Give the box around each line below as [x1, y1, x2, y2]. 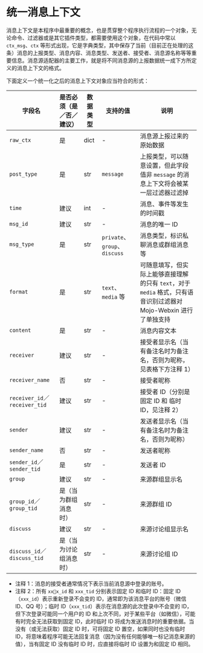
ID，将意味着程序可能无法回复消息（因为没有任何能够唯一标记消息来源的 [14, 632, 195, 640]
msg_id [9, 220, 28, 227]
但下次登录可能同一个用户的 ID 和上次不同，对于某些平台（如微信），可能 [14, 610, 196, 617]
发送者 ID [140, 460, 166, 469]
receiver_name [9, 377, 50, 383]
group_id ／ [9, 497, 40, 505]
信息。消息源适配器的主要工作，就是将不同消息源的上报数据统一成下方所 [11, 57, 192, 64]
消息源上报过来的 [140, 132, 189, 140]
